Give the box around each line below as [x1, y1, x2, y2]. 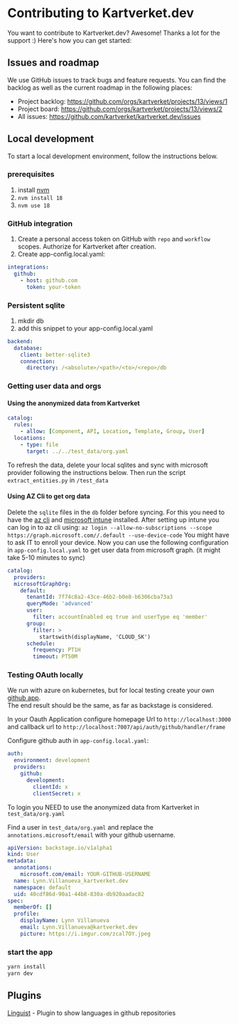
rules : [13, 422, 33, 429]
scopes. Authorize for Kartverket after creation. [17, 242, 156, 251]
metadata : [7, 857, 37, 864]
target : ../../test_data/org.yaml [26, 447, 129, 455]
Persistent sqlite [7, 301, 65, 310]
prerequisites [7, 169, 55, 179]
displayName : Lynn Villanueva [20, 917, 110, 924]
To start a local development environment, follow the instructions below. [7, 152, 218, 160]
